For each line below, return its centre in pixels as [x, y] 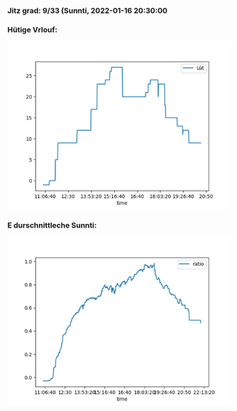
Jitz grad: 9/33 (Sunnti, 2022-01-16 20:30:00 [88, 11]
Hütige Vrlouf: [33, 29]
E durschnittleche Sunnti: [52, 225]
